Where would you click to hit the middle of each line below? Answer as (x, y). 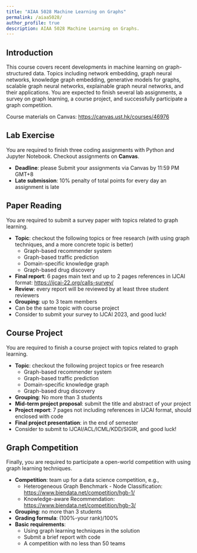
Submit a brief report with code (62, 537)
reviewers (27, 295)
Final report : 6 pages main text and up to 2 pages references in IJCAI (100, 276)
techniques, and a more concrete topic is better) (74, 244)
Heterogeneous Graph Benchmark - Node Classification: (93, 486)
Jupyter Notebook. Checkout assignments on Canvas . (73, 156)
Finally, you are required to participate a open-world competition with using (98, 462)
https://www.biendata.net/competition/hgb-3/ (80, 505)
